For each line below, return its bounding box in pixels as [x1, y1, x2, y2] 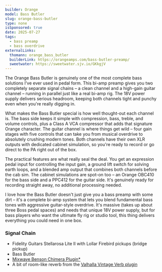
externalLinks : [5, 48, 36, 53]
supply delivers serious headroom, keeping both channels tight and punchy [5, 96, 157, 102]
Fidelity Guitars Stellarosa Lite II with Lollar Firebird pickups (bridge [12, 241, 147, 247]
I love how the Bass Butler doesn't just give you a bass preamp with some [5, 191, 153, 198]
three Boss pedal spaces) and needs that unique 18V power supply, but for [5, 207, 155, 213]
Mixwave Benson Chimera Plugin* [12, 256, 81, 262]
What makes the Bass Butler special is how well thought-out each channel [5, 110, 154, 116]
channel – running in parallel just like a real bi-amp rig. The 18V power [5, 91, 145, 97]
